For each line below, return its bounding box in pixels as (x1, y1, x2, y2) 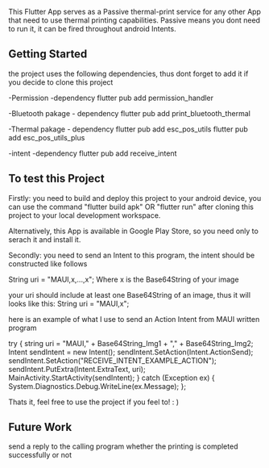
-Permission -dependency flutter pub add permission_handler (8, 93, 214, 102)
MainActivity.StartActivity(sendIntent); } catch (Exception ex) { (8, 373, 215, 382)
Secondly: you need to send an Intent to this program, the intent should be (8, 250, 255, 260)
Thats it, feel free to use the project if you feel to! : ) (8, 397, 180, 407)
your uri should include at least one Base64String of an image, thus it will (8, 290, 251, 299)
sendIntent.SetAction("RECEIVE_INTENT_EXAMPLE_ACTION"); (8, 355, 217, 366)
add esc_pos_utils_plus (8, 132, 85, 142)
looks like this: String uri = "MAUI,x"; (8, 299, 130, 308)
